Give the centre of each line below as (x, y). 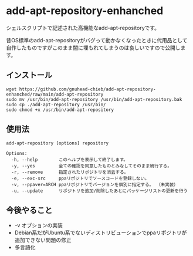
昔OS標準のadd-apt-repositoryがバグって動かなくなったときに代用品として (97, 40)
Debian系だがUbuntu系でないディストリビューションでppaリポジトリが (101, 233)
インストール (29, 75)
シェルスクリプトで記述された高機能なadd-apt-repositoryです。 (83, 28)
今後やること (29, 210)
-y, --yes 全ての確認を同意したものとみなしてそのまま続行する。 (92, 166)
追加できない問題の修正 (43, 240)
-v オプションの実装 (39, 225)
